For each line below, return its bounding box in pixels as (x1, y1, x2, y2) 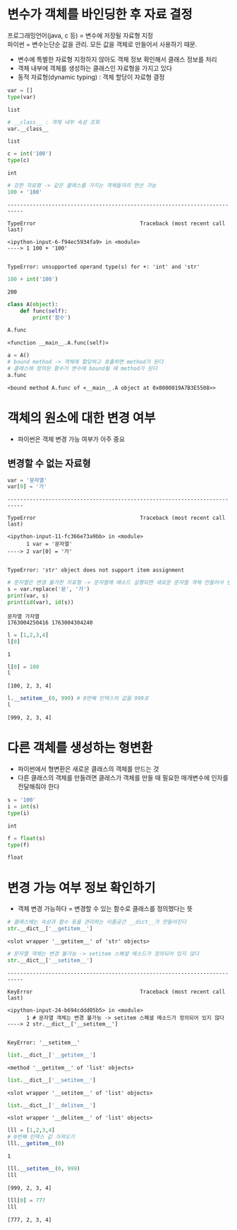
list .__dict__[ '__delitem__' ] (7, 1101, 97, 1109)
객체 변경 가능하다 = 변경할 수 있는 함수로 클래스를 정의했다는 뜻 (17, 905, 193, 913)
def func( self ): (20, 307, 68, 315)
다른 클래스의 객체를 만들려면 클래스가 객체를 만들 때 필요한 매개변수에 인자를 (17, 774, 229, 782)
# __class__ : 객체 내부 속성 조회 (7, 118, 100, 126)
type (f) (7, 841, 30, 849)
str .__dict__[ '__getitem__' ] (7, 925, 93, 932)
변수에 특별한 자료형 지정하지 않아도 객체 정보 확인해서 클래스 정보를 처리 (17, 54, 217, 64)
